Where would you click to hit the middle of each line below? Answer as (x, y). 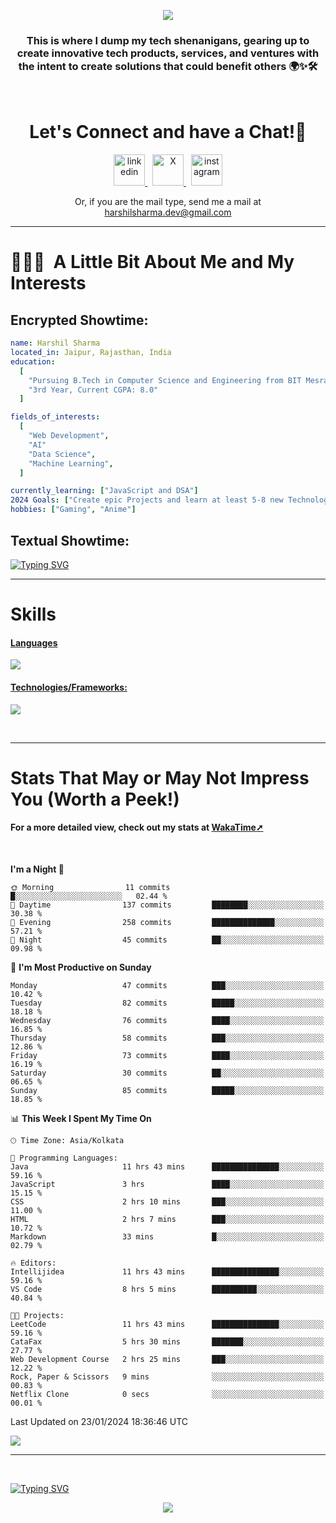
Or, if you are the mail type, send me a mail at (168, 202)
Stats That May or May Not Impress (160, 777)
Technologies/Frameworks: (69, 687)
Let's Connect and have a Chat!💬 (168, 132)
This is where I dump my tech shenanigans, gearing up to (168, 40)
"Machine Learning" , (71, 463)
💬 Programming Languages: (64, 1158)
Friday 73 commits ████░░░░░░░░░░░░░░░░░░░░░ (167, 1055)
